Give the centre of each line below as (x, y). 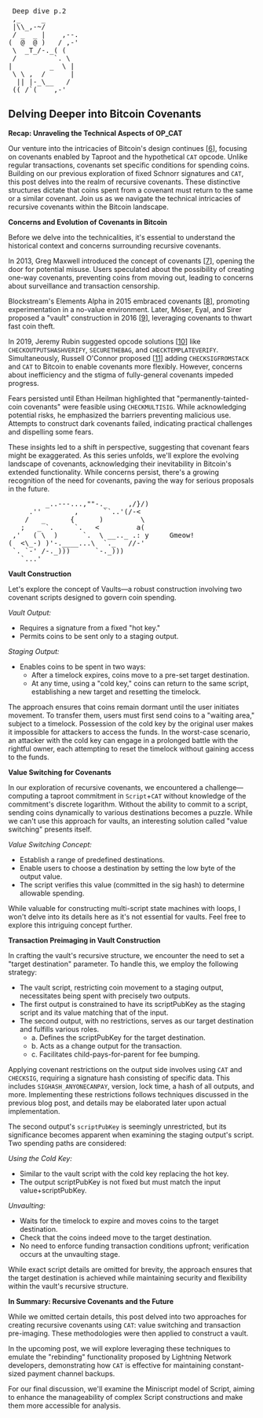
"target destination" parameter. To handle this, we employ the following (123, 964)
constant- (228, 1365)
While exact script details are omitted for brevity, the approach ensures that (130, 1269)
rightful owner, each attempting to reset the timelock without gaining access (131, 748)
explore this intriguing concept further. (70, 925)
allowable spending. (52, 893)
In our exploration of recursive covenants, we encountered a (106, 787)
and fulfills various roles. (59, 1029)
